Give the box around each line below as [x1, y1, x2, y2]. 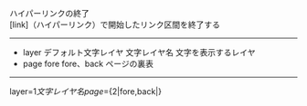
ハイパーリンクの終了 [9, 8, 90, 18]
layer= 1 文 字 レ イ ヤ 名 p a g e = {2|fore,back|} [9, 86, 163, 97]
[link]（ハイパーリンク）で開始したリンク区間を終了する [9, 19, 221, 30]
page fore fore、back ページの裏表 [22, 58, 153, 69]
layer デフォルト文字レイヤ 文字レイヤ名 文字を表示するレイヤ [22, 47, 256, 57]
